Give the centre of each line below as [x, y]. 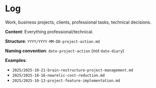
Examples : [16, 60]
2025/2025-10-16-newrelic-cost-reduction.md [58, 75]
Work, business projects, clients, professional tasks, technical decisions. [78, 22]
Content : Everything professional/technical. [49, 31]
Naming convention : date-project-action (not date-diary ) [65, 51]
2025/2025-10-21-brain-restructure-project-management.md [73, 70]
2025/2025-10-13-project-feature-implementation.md [66, 81]
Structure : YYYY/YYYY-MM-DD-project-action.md [52, 41]
